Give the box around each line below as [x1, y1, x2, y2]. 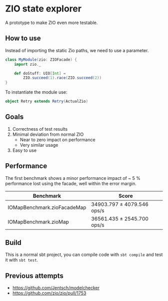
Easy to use [12, 147, 36, 153]
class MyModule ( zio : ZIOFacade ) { [5, 57, 77, 62]
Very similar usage [19, 142, 58, 148]
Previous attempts [5, 271, 64, 280]
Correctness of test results [12, 126, 68, 132]
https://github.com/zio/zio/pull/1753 [12, 290, 86, 296]
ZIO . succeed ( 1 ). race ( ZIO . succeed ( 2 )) [23, 76, 101, 81]
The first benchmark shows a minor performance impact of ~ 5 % [5, 175, 141, 181]
